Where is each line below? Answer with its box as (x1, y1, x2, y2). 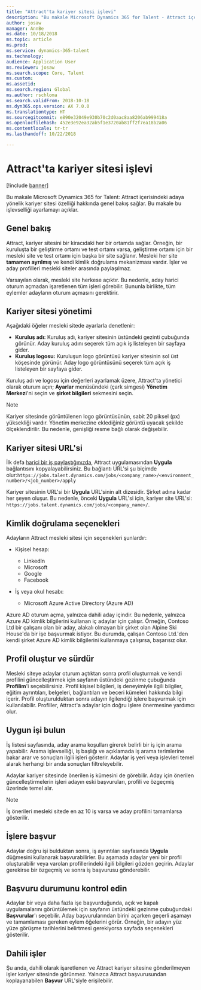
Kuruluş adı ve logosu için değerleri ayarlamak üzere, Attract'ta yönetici (6, 377, 182, 384)
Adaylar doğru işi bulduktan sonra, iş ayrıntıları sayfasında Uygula (6, 847, 169, 854)
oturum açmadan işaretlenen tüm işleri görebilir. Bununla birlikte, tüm (6, 282, 176, 290)
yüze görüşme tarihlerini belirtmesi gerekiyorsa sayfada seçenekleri (6, 925, 173, 932)
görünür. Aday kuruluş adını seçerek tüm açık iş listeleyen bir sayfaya (14, 340, 185, 347)
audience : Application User (6, 59, 77, 65)
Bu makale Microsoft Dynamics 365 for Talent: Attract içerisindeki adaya (6, 193, 184, 200)
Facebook (23, 576, 49, 583)
